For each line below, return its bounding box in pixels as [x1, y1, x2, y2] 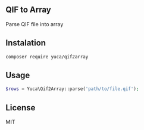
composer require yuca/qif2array [5, 54, 89, 60]
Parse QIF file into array [5, 20, 64, 27]
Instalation [5, 38, 46, 48]
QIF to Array [5, 5, 51, 15]
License [5, 103, 36, 113]
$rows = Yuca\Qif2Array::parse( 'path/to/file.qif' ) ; [5, 86, 139, 92]
